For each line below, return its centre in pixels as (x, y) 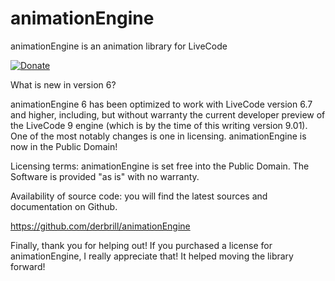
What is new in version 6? (63, 84)
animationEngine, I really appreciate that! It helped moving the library (152, 256)
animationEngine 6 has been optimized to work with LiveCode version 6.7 (161, 104)
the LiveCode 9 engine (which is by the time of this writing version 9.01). (159, 125)
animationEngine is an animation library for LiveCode (119, 46)
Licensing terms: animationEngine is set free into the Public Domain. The (160, 166)
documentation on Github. (64, 206)
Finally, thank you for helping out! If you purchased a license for (141, 245)
